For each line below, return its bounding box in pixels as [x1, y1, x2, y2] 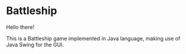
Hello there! [6, 23, 34, 31]
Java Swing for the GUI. [6, 41, 64, 48]
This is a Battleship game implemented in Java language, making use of [6, 35, 181, 42]
